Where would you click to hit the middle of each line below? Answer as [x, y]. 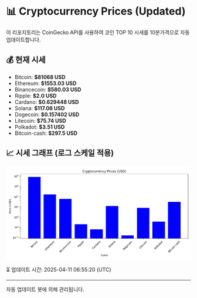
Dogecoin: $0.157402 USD [47, 114]
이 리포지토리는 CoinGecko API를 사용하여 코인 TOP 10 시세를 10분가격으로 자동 [98, 32]
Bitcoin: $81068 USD [40, 77]
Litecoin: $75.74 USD [40, 120]
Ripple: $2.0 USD [35, 96]
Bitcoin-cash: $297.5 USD [46, 133]
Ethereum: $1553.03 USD [45, 83]
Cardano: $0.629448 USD [47, 102]
